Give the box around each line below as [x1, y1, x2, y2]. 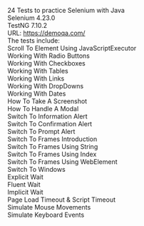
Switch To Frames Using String [7, 143, 98, 150]
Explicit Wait [7, 173, 44, 181]
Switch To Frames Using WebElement [7, 158, 118, 166]
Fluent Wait [7, 180, 41, 188]
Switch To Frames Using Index [7, 150, 97, 158]
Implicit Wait [7, 188, 44, 196]
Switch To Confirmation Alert [7, 120, 93, 128]
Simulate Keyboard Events [7, 210, 85, 219]
